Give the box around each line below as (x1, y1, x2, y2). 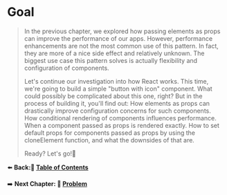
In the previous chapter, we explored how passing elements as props (24, 27, 221, 35)
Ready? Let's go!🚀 (24, 149, 76, 158)
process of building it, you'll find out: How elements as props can (24, 99, 210, 107)
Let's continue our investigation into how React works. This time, (24, 77, 209, 85)
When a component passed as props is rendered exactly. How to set (24, 121, 220, 129)
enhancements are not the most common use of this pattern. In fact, (24, 41, 219, 50)
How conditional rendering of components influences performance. (24, 113, 217, 122)
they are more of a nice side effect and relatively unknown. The (24, 49, 205, 57)
